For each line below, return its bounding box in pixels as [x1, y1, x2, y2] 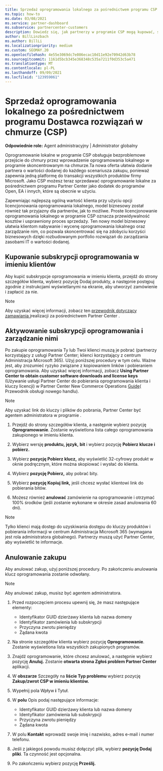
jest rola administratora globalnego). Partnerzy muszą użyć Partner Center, [5, 534, 155, 540]
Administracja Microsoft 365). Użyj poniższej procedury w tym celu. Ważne [5, 358, 156, 363]
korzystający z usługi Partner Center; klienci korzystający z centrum [5, 352, 141, 358]
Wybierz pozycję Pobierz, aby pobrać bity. [12, 471, 98, 476]
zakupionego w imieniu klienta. [12, 432, 74, 438]
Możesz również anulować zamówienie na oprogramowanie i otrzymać [12, 494, 155, 500]
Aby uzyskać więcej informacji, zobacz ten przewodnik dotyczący [5, 308, 137, 313]
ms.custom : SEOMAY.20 [5, 48, 49, 52]
